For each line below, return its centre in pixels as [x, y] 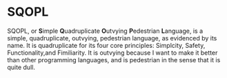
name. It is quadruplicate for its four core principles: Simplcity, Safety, [106, 45]
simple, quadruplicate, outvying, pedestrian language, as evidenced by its [112, 38]
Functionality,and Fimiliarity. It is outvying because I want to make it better [112, 53]
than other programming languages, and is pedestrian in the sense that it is [114, 60]
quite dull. [21, 67]
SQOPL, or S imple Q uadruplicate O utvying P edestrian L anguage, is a [105, 31]
